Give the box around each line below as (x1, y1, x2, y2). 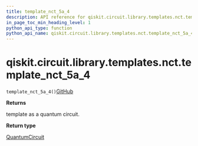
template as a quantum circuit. (6, 111, 80, 118)
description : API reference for (6, 14, 85, 20)
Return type (6, 122, 37, 130)
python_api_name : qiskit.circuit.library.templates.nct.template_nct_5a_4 (6, 31, 194, 36)
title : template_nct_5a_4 (6, 8, 70, 15)
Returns (6, 99, 27, 107)
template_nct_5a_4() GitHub (6, 88, 74, 95)
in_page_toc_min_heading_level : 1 (6, 19, 91, 25)
